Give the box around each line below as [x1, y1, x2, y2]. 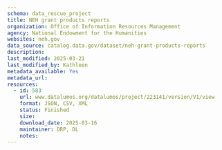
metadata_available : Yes [7, 68, 79, 75]
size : [19, 113, 36, 120]
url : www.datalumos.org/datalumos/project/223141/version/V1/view [19, 94, 215, 101]
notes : [19, 132, 39, 139]
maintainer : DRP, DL [19, 126, 79, 133]
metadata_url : [7, 74, 48, 82]
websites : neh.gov [7, 36, 60, 43]
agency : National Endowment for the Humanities [7, 29, 147, 37]
